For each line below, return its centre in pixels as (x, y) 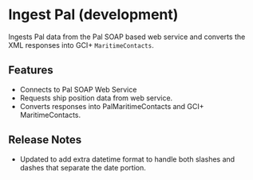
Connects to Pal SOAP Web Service (78, 89)
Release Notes (45, 140)
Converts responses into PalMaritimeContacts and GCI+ (112, 106)
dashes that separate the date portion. (83, 167)
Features (31, 70)
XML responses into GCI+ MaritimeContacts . (81, 45)
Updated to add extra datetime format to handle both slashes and (127, 159)
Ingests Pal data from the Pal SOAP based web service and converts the (127, 37)
